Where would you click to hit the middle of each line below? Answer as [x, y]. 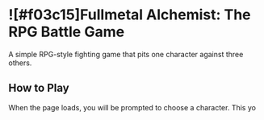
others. [20, 63]
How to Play [39, 88]
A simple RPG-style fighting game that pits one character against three [126, 54]
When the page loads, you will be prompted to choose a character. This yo [132, 107]
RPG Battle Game [67, 32]
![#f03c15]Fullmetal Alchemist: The [130, 15]
